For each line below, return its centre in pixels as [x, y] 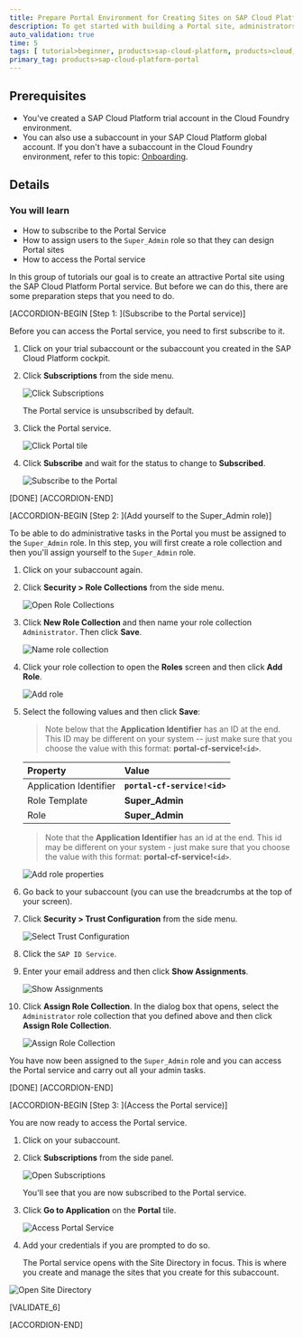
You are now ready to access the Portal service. [98, 1122]
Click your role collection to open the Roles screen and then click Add [152, 667]
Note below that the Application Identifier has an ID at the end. [163, 729]
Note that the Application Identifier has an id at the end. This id [163, 837]
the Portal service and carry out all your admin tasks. [107, 1070]
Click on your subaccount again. [83, 569]
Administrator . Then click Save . [82, 632]
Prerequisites [48, 96]
